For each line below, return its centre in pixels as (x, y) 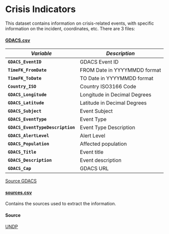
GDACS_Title (22, 152)
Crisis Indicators (41, 9)
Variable (41, 53)
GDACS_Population (29, 144)
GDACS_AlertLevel (29, 136)
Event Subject (96, 111)
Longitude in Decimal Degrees (116, 95)
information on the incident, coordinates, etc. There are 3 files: (70, 28)
